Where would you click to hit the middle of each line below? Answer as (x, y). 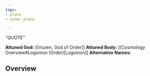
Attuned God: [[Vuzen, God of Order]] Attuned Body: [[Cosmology (75, 47)
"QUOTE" (15, 37)
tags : (11, 10)
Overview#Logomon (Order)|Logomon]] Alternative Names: (68, 52)
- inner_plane (20, 19)
